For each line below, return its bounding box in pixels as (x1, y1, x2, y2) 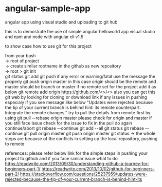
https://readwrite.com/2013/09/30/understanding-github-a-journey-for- (5, 161, 149, 166)
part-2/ (5, 171, 19, 177)
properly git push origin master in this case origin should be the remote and (5, 79, 157, 84)
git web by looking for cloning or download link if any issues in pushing (5, 94, 147, 100)
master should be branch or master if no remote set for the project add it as (5, 83, 157, 89)
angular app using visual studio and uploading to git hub (5, 19, 118, 25)
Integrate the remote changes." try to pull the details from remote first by (5, 109, 151, 115)
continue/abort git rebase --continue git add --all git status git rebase (5, 125, 144, 131)
